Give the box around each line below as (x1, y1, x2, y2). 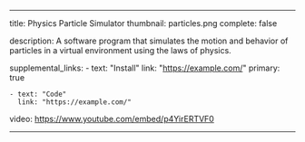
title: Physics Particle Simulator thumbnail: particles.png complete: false (9, 18, 278, 28)
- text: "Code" (9, 90, 67, 99)
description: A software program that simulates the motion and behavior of (9, 35, 289, 46)
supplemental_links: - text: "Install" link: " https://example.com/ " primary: (9, 62, 280, 73)
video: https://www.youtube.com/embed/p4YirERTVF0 (9, 114, 215, 124)
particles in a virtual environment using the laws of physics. (9, 45, 231, 55)
